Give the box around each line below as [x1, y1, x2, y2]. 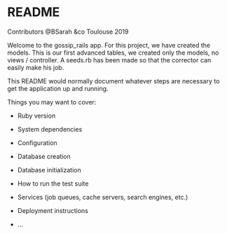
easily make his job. [7, 63, 64, 71]
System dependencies [17, 125, 83, 133]
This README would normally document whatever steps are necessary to [7, 76, 220, 85]
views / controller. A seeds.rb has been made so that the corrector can [7, 55, 212, 64]
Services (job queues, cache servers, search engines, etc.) [17, 193, 188, 201]
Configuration [17, 138, 57, 147]
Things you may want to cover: [7, 97, 97, 106]
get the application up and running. [7, 84, 109, 92]
